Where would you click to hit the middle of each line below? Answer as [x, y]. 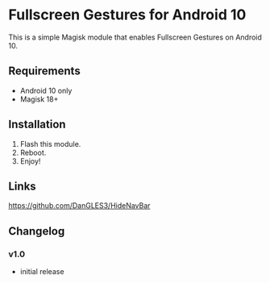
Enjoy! [30, 161]
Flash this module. [50, 144]
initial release [42, 272]
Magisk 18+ [39, 99]
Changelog [37, 231]
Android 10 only [46, 90]
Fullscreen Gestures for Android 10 [127, 15]
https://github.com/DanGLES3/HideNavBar [79, 206]
